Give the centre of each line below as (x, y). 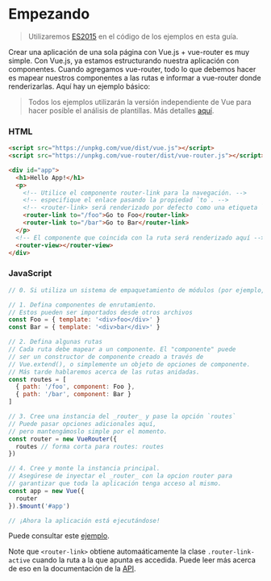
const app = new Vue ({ (46, 491)
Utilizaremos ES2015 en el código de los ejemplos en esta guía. (133, 36)
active (19, 561)
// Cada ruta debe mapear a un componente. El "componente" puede (122, 349)
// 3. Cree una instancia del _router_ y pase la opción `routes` (122, 416)
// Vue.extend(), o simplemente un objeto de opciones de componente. (129, 364)
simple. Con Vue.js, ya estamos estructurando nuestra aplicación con (124, 61)
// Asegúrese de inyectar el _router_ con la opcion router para (120, 476)
